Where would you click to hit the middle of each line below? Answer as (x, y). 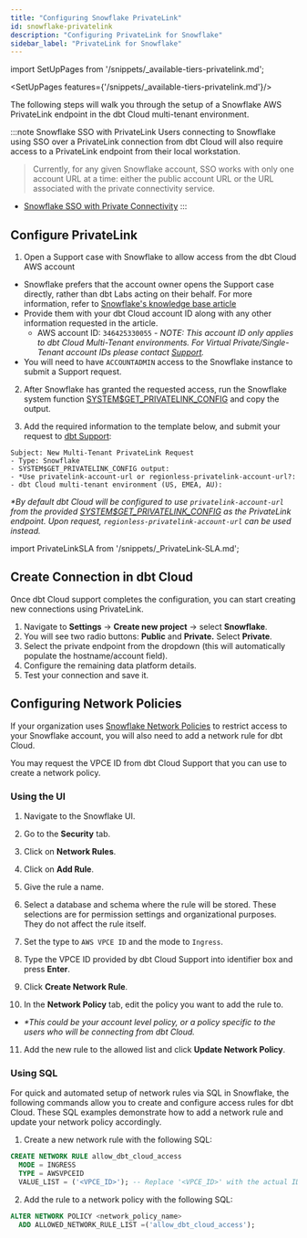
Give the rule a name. (63, 887)
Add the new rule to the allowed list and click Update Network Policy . (154, 1049)
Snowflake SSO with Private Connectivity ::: (105, 206)
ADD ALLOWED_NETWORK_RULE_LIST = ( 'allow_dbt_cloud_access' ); (137, 1224)
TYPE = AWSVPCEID (51, 1174)
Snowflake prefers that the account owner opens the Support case (148, 285)
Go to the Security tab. (67, 834)
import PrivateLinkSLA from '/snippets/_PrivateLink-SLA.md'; (125, 549)
